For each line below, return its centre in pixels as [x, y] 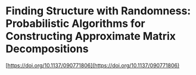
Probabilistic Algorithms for [75, 24]
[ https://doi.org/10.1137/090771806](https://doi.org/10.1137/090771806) [93, 65]
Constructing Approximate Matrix [91, 36]
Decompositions [47, 49]
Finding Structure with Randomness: [98, 11]
